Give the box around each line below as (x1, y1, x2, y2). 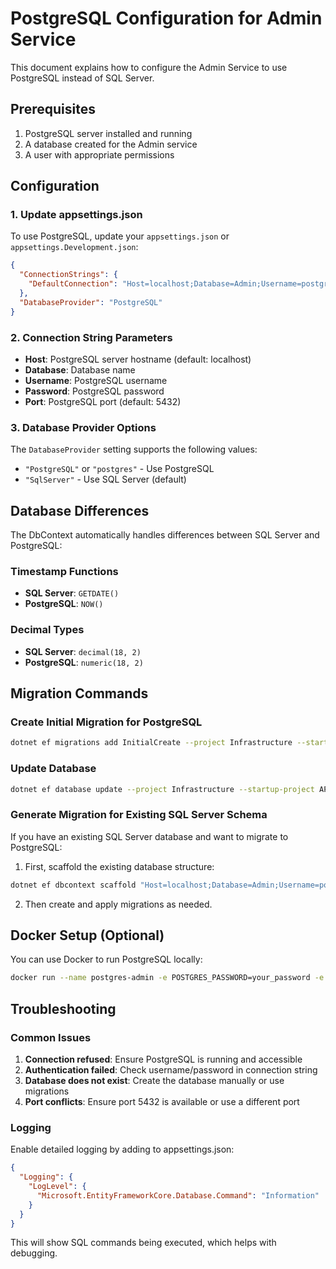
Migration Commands (10, 685, 149, 702)
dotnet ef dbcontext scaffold (10, 880, 137, 890)
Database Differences (10, 502, 150, 519)
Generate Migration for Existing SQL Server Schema (10, 808, 268, 822)
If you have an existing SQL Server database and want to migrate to (10, 830, 289, 842)
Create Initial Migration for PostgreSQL (10, 715, 203, 729)
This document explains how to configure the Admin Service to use (10, 61, 288, 73)
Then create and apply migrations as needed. (24, 898, 213, 910)
